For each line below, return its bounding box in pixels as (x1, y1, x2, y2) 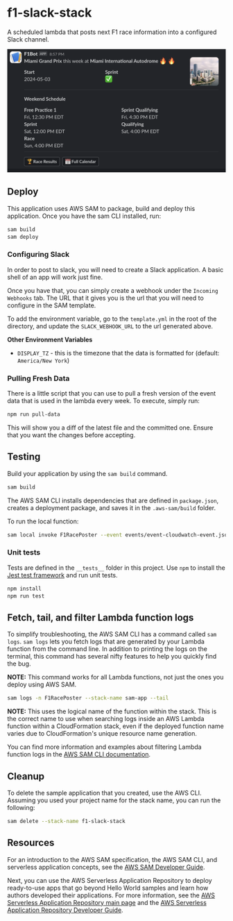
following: (7, 804, 35, 812)
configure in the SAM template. (7, 301, 96, 310)
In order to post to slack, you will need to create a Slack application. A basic (7, 265, 224, 273)
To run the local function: (7, 517, 79, 525)
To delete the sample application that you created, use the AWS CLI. (7, 789, 202, 797)
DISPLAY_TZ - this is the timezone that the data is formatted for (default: (17, 348, 220, 357)
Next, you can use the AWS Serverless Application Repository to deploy (7, 876, 213, 884)
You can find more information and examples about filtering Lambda (7, 743, 202, 751)
